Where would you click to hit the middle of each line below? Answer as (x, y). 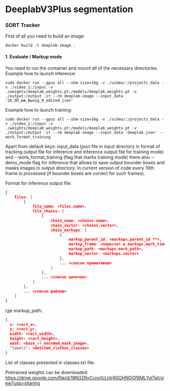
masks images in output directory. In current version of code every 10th (80, 168)
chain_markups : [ (69, 230)
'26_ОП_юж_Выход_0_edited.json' (39, 100)
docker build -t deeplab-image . (40, 46)
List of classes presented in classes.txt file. (50, 362)
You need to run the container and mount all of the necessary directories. (82, 68)
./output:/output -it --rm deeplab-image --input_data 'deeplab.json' (81, 132)
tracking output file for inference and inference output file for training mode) (84, 152)
